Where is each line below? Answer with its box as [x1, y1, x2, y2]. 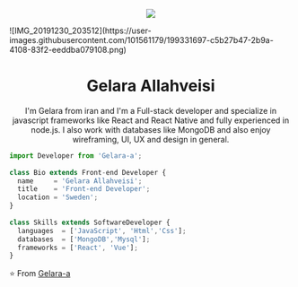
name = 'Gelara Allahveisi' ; [17, 176, 143, 186]
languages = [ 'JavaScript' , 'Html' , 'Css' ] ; [17, 226, 187, 235]
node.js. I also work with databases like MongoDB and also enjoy [31, 124, 271, 135]
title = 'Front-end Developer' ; [17, 185, 151, 194]
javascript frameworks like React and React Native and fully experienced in [12, 115, 290, 126]
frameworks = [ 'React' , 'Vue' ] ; [17, 243, 139, 252]
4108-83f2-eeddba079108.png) [9, 45, 127, 55]
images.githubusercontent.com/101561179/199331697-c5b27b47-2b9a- [9, 35, 274, 45]
